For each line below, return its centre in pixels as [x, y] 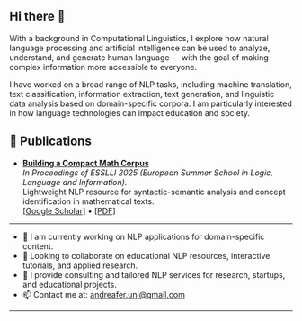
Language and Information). [75, 182]
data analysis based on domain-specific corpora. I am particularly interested [151, 103]
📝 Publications [50, 142]
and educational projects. [69, 284]
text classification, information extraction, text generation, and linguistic [142, 94]
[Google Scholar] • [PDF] [69, 210]
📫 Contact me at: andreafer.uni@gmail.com [104, 294]
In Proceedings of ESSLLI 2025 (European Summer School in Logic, [148, 173]
